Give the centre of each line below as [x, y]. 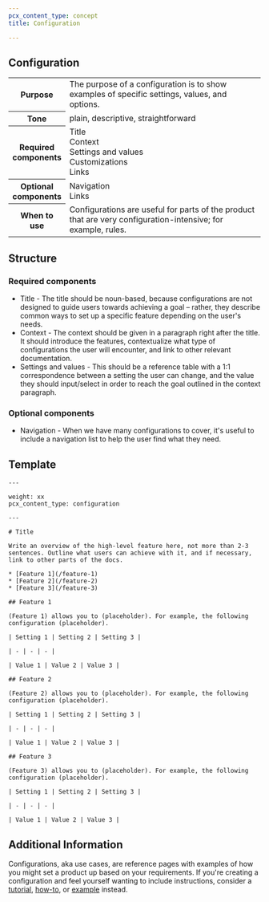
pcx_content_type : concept [53, 16]
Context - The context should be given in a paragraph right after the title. [140, 333]
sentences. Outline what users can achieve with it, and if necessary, [130, 553]
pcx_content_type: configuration [64, 504]
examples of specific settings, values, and [148, 95]
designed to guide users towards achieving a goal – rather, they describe [140, 307]
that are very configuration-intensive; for [147, 220]
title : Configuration [44, 23]
